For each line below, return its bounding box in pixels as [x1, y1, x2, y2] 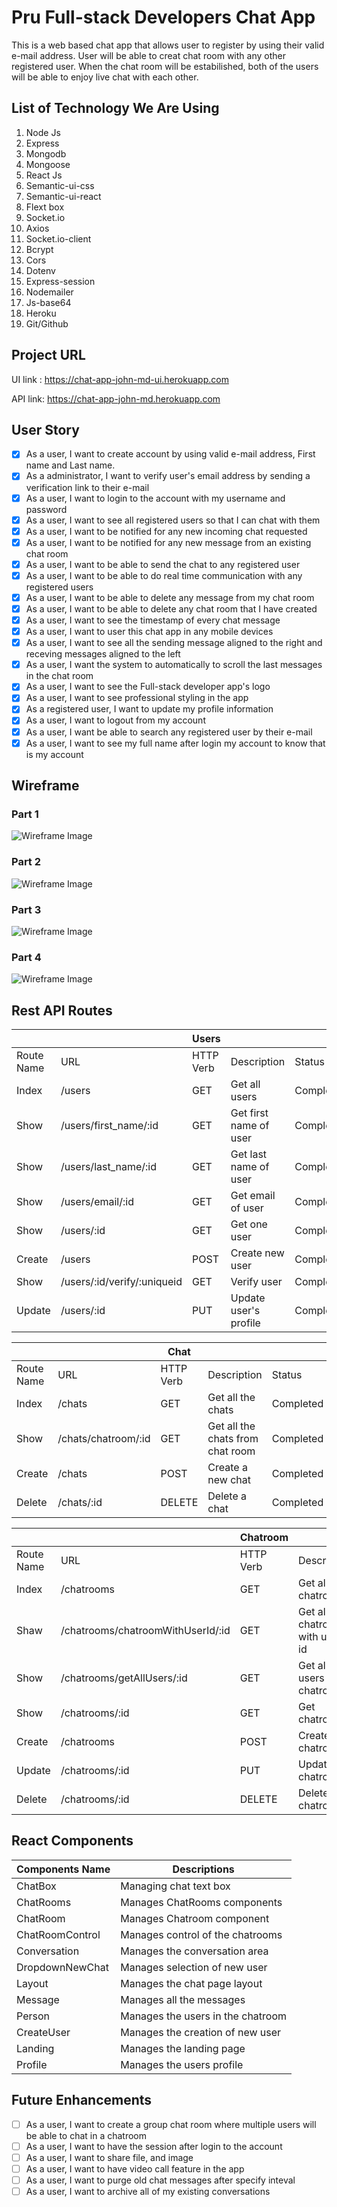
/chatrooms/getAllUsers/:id [60, 1671, 188, 1685]
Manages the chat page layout [120, 1976, 263, 1990]
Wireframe [11, 777, 80, 795]
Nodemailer [25, 286, 74, 298]
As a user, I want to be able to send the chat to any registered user [25, 558, 301, 570]
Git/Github [25, 317, 69, 330]
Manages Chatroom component [120, 1911, 270, 1925]
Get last [230, 1147, 268, 1161]
